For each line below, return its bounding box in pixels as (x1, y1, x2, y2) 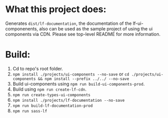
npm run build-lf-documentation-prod (12, 103, 93, 108)
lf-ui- (132, 20, 144, 26)
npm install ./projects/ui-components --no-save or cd (12, 71, 129, 77)
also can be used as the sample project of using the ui (39, 25, 153, 31)
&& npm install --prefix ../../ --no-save (38, 76, 129, 82)
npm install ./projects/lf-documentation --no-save (12, 98, 125, 103)
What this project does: (5, 4, 106, 15)
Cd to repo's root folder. (12, 65, 63, 71)
